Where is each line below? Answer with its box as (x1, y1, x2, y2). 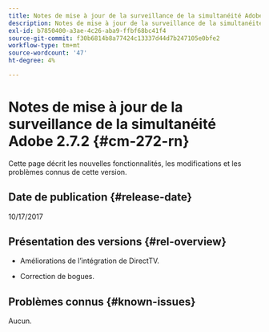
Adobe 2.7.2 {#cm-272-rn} (8, 132, 190, 151)
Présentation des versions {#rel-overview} (8, 235, 227, 249)
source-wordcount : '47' (8, 49, 88, 57)
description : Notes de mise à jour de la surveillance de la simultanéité (8, 19, 263, 27)
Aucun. (8, 316, 32, 326)
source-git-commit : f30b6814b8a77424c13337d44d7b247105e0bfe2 (8, 34, 220, 43)
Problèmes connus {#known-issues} (8, 294, 196, 309)
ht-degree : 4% (8, 57, 56, 65)
